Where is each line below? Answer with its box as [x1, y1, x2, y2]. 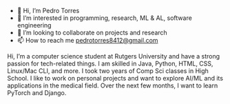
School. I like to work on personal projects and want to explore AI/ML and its [7, 74, 224, 82]
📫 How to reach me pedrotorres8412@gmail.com [17, 37, 158, 44]
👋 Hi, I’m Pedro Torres [17, 7, 80, 14]
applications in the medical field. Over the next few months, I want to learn [7, 81, 218, 90]
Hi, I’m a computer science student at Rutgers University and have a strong [7, 52, 220, 60]
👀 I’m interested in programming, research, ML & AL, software [17, 14, 193, 22]
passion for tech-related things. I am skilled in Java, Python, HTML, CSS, [7, 59, 213, 67]
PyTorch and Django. [7, 89, 67, 96]
